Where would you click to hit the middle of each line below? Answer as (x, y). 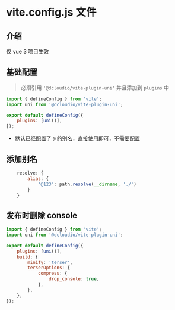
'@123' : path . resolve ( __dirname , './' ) (87, 184)
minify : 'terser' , (50, 262)
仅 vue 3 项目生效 (28, 52)
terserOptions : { (49, 268)
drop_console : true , (74, 279)
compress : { (52, 274)
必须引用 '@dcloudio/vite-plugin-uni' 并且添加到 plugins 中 (95, 88)
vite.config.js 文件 (51, 12)
